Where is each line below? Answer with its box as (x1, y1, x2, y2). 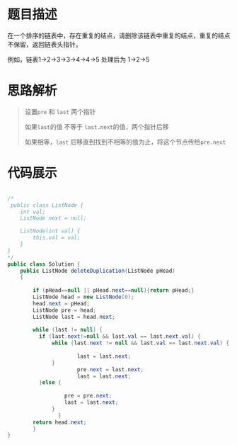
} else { (38, 379, 62, 386)
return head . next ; (33, 419, 87, 426)
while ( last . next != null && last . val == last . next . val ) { (52, 339, 230, 347)
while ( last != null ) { (33, 327, 103, 334)
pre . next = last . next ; (76, 366, 144, 373)
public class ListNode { (10, 201, 83, 209)
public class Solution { (7, 260, 81, 268)
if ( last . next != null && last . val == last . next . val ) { (38, 333, 201, 340)
